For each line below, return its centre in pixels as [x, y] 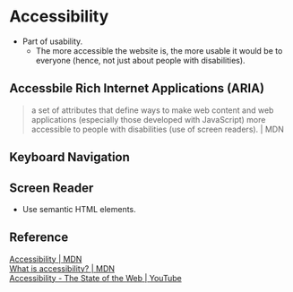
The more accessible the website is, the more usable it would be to [159, 50]
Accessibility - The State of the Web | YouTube [95, 278]
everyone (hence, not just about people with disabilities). [140, 60]
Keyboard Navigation [69, 157]
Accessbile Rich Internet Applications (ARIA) [137, 88]
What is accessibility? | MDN [62, 268]
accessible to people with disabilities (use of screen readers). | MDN [157, 129]
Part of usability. [52, 41]
